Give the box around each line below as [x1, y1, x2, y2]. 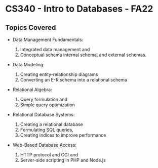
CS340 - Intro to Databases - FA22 [5, 3, 153, 15]
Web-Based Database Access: [12, 142, 77, 148]
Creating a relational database [20, 121, 83, 127]
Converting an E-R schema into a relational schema [20, 77, 128, 82]
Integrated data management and [20, 47, 90, 52]
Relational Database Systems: [12, 112, 75, 117]
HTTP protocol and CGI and [20, 152, 78, 157]
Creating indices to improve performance [20, 132, 106, 138]
